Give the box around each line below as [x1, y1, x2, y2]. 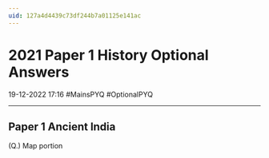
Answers [8, 63, 70, 81]
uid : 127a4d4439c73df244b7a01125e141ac [8, 11, 142, 20]
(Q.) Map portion [8, 141, 63, 151]
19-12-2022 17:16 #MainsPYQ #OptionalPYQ [8, 89, 154, 99]
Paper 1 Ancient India [8, 120, 116, 133]
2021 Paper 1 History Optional [8, 45, 210, 64]
